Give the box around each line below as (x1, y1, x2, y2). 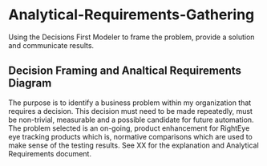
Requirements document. (8, 148, 92, 158)
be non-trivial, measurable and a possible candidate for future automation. (8, 115, 254, 124)
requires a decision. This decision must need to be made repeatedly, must (8, 106, 253, 115)
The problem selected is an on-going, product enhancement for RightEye (8, 123, 250, 133)
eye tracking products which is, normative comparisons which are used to (8, 132, 253, 141)
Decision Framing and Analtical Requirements (8, 64, 242, 78)
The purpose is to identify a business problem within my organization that (8, 98, 252, 107)
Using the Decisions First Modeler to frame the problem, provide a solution (8, 32, 255, 42)
